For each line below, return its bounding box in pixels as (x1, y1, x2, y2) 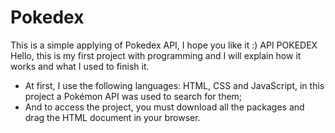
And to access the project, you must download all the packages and (24, 101, 305, 113)
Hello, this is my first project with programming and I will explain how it (10, 49, 302, 61)
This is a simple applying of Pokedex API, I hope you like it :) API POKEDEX (10, 39, 318, 51)
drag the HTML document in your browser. (24, 111, 201, 123)
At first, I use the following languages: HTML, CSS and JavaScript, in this (24, 79, 325, 91)
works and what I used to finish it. (10, 60, 150, 72)
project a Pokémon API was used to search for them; (24, 90, 243, 102)
